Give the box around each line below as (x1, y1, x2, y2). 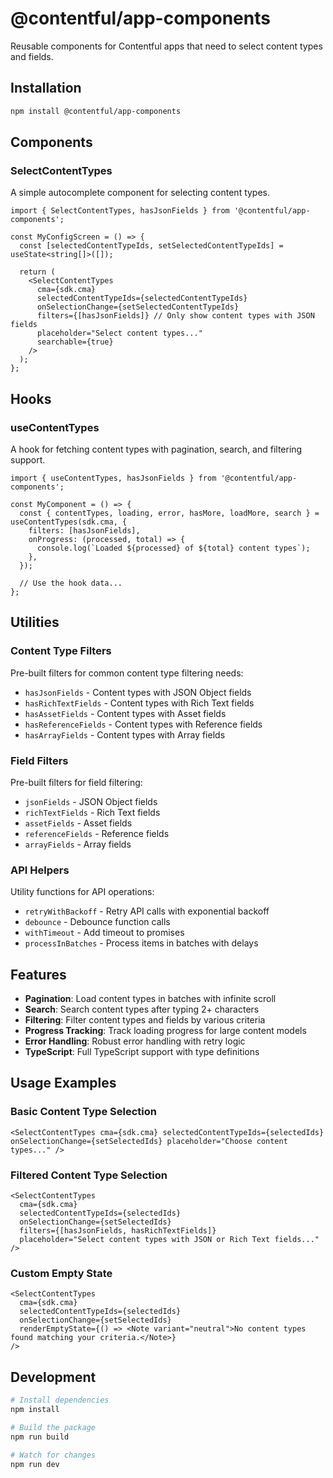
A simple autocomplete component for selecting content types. (10, 187, 271, 199)
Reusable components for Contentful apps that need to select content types (10, 40, 323, 52)
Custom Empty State (10, 1267, 113, 1280)
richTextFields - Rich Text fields (24, 806, 161, 818)
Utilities (10, 614, 60, 631)
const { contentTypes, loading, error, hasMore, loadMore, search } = (19, 508, 320, 518)
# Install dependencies (10, 1395, 110, 1406)
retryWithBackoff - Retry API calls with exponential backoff (24, 905, 270, 917)
